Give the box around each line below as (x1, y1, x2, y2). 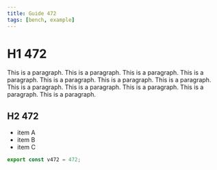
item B (16, 136, 36, 144)
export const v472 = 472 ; (7, 156, 81, 163)
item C (16, 143, 36, 151)
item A (16, 128, 36, 137)
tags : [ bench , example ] (7, 16, 75, 23)
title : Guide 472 (7, 10, 57, 17)
